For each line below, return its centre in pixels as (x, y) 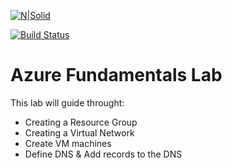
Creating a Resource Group (81, 122)
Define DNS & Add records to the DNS (103, 154)
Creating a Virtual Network (79, 132)
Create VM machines (68, 143)
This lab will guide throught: (67, 102)
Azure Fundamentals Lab (116, 75)
